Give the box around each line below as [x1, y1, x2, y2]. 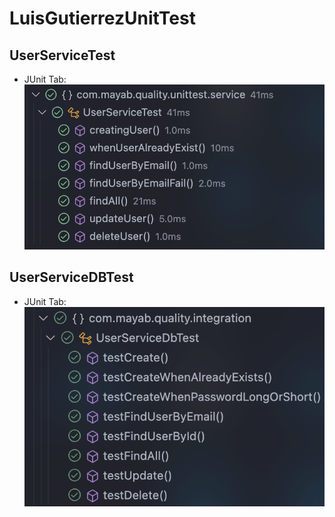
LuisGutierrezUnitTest [9, 7, 196, 30]
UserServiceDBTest [9, 269, 134, 286]
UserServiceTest [9, 47, 116, 64]
